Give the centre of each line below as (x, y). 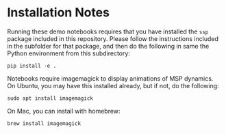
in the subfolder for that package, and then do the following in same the (108, 46)
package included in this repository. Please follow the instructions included (113, 38)
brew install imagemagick (44, 123)
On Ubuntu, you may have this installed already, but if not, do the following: (113, 85)
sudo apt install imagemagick (50, 98)
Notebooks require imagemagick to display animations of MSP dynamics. (110, 78)
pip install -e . (32, 66)
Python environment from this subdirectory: (68, 53)
